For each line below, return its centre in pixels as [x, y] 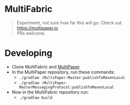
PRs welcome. [31, 33]
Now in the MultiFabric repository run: [50, 92]
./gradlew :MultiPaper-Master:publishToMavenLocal [72, 77]
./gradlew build [36, 98]
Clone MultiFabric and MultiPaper [46, 67]
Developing [29, 53]
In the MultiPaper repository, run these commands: [63, 72]
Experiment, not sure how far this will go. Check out [69, 23]
